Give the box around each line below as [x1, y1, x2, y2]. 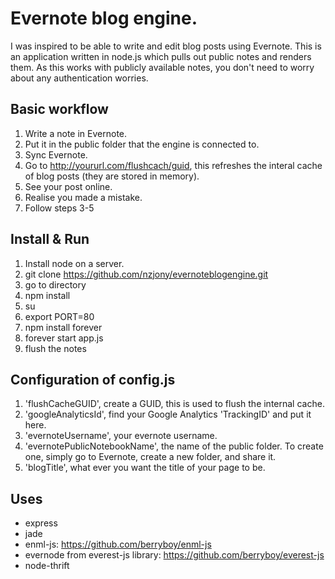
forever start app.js [24, 332, 104, 344]
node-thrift [24, 560, 70, 572]
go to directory [24, 278, 87, 291]
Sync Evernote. [24, 148, 88, 161]
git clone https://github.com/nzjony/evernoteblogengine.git [24, 268, 269, 280]
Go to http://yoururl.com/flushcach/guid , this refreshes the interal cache [24, 159, 323, 171]
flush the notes [24, 342, 87, 354]
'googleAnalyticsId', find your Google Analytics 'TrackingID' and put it [24, 408, 312, 421]
